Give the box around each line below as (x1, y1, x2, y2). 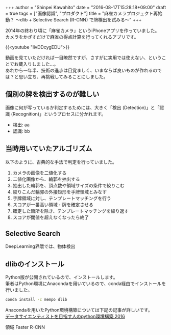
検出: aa (12, 122, 30, 128)
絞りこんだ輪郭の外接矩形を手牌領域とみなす (12, 188, 107, 195)
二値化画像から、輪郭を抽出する (12, 176, 80, 182)
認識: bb (12, 128, 30, 134)
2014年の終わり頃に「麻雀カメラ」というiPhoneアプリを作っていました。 (5, 27, 160, 34)
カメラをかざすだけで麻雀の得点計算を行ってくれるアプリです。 (5, 34, 139, 40)
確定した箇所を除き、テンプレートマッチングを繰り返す (12, 208, 129, 214)
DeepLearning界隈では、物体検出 (5, 243, 76, 249)
